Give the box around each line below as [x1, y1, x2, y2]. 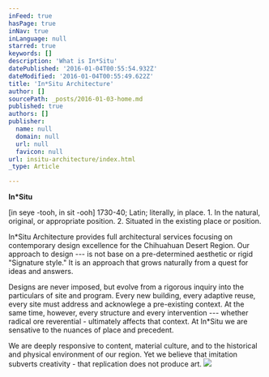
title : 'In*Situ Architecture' [8, 79, 114, 88]
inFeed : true [8, 11, 53, 20]
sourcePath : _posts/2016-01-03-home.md [8, 95, 143, 103]
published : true [8, 102, 63, 110]
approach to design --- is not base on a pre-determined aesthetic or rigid [8, 249, 254, 259]
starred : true [8, 42, 57, 50]
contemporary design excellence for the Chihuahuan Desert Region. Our [8, 241, 250, 251]
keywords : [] [8, 49, 53, 58]
